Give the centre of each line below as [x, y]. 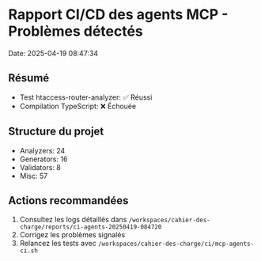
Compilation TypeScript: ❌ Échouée [78, 106]
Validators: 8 [40, 167]
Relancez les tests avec [58, 244]
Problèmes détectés [76, 31]
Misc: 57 [34, 176]
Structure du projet [56, 132]
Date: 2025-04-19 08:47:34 [53, 53]
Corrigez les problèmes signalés [72, 235]
